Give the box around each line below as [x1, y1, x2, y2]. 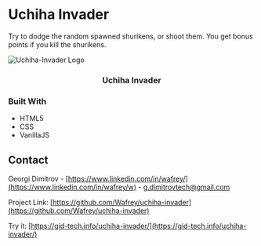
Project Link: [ [8, 197, 53, 207]
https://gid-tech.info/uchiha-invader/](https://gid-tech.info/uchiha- [31, 221, 247, 230]
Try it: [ [8, 221, 31, 230]
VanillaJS [19, 130, 49, 140]
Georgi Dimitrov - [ [8, 174, 69, 183]
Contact [8, 153, 49, 167]
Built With [8, 96, 47, 107]
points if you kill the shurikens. [8, 39, 107, 49]
